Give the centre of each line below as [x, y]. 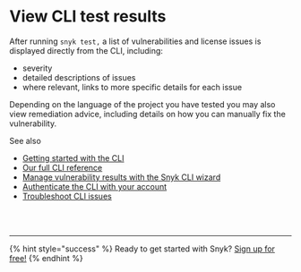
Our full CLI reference [62, 167]
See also [26, 140]
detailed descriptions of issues [79, 77]
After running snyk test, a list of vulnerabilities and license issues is [135, 41]
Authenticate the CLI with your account [95, 186]
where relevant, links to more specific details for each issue [132, 87]
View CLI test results [88, 17]
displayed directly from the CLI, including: [86, 50]
